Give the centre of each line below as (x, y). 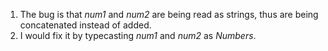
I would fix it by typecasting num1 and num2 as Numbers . (138, 35)
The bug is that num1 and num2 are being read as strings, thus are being (169, 14)
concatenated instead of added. (85, 25)
